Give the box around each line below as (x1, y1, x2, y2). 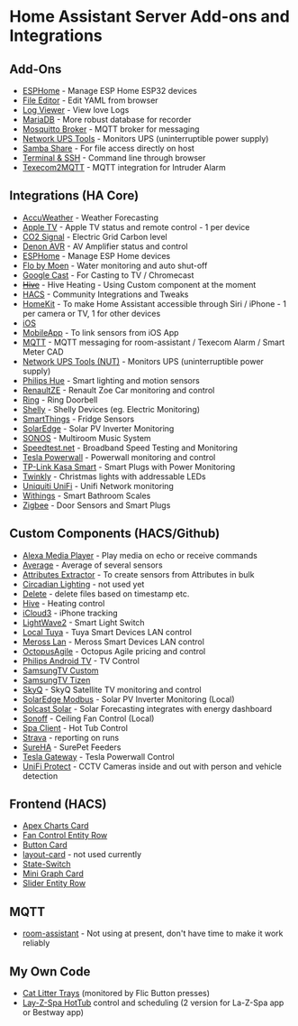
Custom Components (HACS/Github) (9, 526, 221, 541)
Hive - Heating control (22, 597, 105, 608)
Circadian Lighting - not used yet (22, 578, 145, 589)
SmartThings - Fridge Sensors (22, 413, 135, 424)
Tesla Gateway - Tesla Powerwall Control (22, 751, 176, 762)
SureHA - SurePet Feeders (22, 742, 122, 753)
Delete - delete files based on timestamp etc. (22, 588, 190, 599)
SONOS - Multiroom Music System (22, 432, 151, 443)
